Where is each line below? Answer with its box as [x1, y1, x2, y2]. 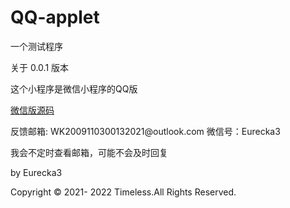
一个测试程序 [10, 40, 63, 52]
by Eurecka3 [10, 166, 63, 178]
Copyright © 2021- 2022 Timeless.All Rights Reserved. [10, 186, 237, 198]
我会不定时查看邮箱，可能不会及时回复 [10, 146, 168, 158]
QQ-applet [10, 6, 100, 29]
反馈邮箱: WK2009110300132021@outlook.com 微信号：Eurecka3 [10, 125, 281, 137]
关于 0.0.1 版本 [10, 61, 70, 73]
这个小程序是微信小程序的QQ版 [10, 82, 138, 95]
